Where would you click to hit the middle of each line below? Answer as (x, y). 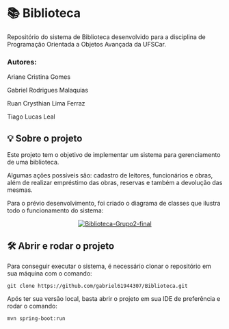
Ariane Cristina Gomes (39, 77)
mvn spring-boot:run (37, 318)
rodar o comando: (32, 306)
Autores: (22, 62)
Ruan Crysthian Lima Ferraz (46, 103)
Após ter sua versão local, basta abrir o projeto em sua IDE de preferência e (114, 298)
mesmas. (20, 190)
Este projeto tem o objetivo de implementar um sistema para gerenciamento (114, 155)
